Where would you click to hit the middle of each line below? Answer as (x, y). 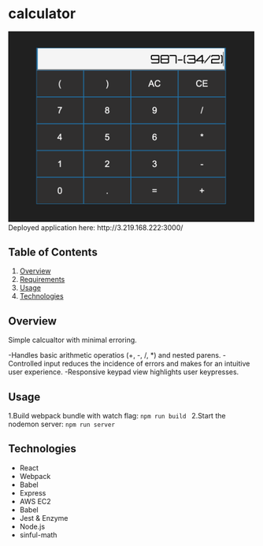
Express (33, 492)
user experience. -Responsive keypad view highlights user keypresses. (124, 372)
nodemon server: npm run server (62, 424)
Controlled (25, 364)
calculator (42, 14)
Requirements (42, 280)
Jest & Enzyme (44, 518)
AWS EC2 (35, 501)
